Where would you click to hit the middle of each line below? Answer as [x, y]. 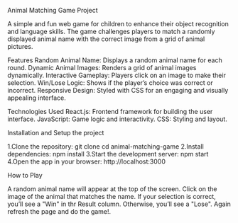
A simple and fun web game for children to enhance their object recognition [118, 24]
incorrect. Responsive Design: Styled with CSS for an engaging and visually [118, 90]
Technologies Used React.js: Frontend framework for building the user [110, 111]
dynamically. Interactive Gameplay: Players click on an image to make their [117, 75]
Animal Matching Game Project [53, 10]
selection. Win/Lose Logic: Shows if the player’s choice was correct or [110, 83]
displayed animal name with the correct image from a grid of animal [106, 39]
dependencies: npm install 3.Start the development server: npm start [108, 154]
